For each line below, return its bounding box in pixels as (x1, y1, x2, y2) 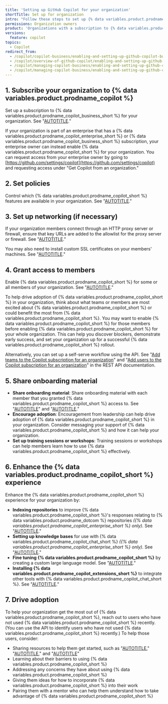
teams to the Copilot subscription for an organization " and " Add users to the (5, 357, 162, 363)
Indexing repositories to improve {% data (12, 506, 99, 512)
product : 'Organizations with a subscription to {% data (5, 26, 126, 31)
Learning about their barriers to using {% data (12, 655, 107, 661)
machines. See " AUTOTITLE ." (5, 251, 66, 257)
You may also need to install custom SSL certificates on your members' (5, 246, 152, 252)
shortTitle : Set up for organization (5, 12, 84, 17)
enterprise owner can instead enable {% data (5, 143, 98, 149)
